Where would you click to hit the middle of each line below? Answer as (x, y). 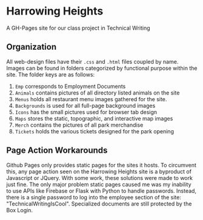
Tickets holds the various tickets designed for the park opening (95, 131)
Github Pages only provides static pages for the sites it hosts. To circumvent (101, 165)
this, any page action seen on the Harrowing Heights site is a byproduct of (99, 172)
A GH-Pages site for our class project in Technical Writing (78, 28)
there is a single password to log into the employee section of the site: (94, 197)
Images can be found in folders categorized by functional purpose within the (102, 68)
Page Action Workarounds (57, 151)
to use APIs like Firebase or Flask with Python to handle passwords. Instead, (101, 191)
